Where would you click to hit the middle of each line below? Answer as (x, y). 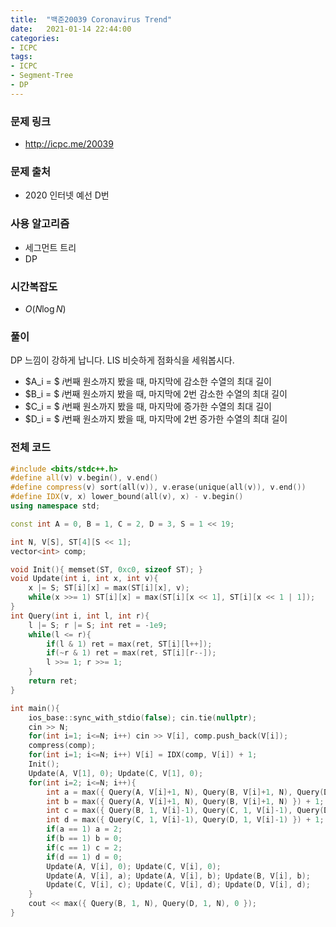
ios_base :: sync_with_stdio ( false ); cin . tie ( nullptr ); (142, 717)
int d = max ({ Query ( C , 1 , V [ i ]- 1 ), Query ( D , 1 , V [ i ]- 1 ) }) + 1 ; (185, 820)
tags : (21, 57)
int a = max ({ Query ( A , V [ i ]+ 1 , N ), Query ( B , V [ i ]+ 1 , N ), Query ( (185, 792)
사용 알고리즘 (40, 224)
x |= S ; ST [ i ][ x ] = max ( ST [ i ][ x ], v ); (109, 588)
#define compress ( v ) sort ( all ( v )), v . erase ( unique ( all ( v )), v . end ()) (158, 487)
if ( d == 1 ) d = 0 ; (84, 857)
